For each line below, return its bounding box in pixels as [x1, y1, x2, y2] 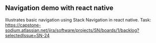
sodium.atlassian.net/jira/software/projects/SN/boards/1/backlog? [5, 27, 140, 33]
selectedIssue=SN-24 [5, 32, 50, 38]
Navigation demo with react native [5, 4, 114, 12]
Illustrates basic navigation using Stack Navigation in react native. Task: [5, 17, 151, 22]
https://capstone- [5, 22, 41, 28]
